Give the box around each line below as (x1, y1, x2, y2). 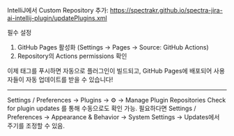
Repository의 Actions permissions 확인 (17, 52, 127, 60)
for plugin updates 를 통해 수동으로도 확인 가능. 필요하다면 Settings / (7, 104, 196, 112)
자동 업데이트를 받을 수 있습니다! (25, 75, 114, 84)
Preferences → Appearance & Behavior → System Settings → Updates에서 (7, 113, 220, 121)
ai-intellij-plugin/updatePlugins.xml (7, 14, 107, 22)
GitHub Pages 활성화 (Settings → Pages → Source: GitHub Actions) (17, 43, 209, 51)
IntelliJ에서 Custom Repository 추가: (7, 6, 109, 14)
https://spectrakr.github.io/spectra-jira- (110, 6, 223, 14)
